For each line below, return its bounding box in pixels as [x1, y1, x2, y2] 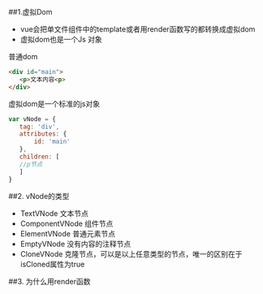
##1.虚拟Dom [8, 7, 53, 16]
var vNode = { [8, 115, 57, 123]
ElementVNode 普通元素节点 [19, 228, 116, 238]
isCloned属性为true [19, 259, 85, 269]
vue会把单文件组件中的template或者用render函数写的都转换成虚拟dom [19, 24, 256, 34]
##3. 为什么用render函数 [8, 276, 91, 286]
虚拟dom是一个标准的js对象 [8, 98, 101, 108]
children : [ [19, 153, 60, 161]
